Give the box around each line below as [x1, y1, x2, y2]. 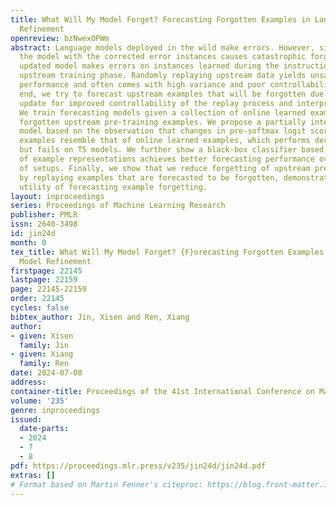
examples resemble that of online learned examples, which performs [19, 136, 311, 146]
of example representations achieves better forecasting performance [19, 154, 315, 164]
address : [10, 377, 47, 387]
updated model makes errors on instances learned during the [19, 61, 280, 71]
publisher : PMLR [10, 210, 78, 220]
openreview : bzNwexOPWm [10, 33, 110, 43]
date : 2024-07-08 [10, 368, 83, 378]
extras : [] [10, 470, 56, 480]
